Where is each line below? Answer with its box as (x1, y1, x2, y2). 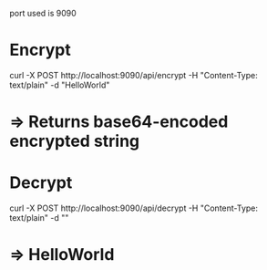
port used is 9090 (9, 8, 77, 18)
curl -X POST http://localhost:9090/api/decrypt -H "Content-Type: (9, 202, 258, 213)
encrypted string (9, 131, 140, 151)
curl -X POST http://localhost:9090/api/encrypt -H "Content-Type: (9, 69, 258, 80)
